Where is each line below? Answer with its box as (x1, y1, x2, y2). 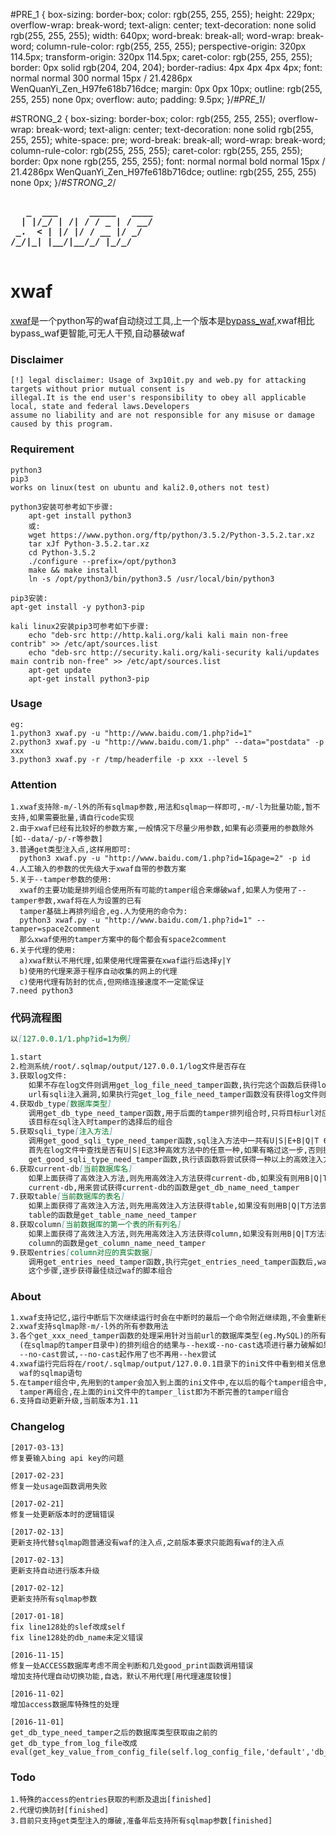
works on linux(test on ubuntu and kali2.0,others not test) (10, 482, 271, 493)
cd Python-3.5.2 (28, 547, 97, 558)
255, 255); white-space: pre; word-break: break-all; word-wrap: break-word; (10, 134, 326, 146)
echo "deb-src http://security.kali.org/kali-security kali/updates (28, 647, 320, 658)
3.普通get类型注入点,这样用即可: (10, 845, 132, 855)
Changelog (10, 1420, 65, 1434)
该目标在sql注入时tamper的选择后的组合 (28, 1117, 173, 1128)
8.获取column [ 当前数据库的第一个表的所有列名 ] (10, 1220, 182, 1230)
